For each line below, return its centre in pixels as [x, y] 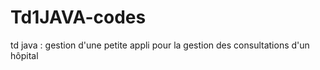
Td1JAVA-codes [78, 17]
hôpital [24, 55]
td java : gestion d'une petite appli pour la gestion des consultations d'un [160, 45]
